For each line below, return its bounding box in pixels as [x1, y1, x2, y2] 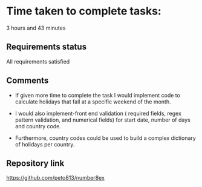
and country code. [15, 122, 62, 130]
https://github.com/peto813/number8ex [6, 174, 105, 182]
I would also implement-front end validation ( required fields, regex [15, 110, 181, 117]
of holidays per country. [15, 140, 75, 148]
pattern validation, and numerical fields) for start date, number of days [15, 116, 191, 123]
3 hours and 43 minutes [6, 24, 66, 31]
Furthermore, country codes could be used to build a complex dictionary [15, 134, 197, 142]
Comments [6, 76, 49, 86]
